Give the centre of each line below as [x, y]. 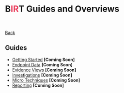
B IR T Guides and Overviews [62, 9]
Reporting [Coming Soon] [38, 85]
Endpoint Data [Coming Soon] [42, 64]
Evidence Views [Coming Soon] [44, 70]
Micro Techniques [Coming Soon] [46, 80]
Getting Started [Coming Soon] [43, 60]
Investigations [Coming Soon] [42, 75]
